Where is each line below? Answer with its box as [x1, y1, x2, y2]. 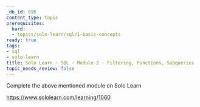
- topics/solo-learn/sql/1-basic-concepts [12, 32, 121, 38]
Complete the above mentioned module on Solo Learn [6, 82, 142, 89]
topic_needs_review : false [6, 65, 75, 72]
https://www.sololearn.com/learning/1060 [6, 94, 111, 101]
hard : [12, 26, 26, 32]
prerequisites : [6, 20, 45, 26]
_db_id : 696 [6, 9, 36, 15]
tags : [6, 43, 20, 49]
